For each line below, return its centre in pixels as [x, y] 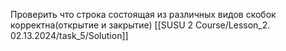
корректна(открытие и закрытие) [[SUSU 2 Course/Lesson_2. [140, 25]
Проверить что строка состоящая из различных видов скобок [143, 14]
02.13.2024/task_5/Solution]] [69, 35]
